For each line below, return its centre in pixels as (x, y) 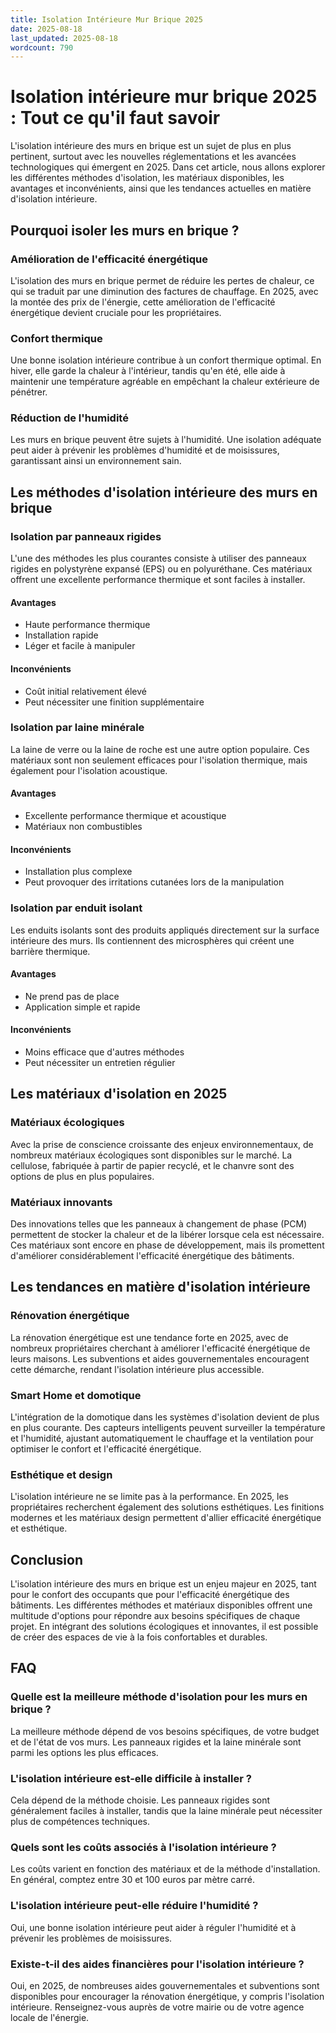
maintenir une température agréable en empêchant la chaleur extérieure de (165, 382)
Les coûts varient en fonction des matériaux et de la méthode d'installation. (165, 1869)
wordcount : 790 (42, 47)
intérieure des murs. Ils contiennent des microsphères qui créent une (152, 940)
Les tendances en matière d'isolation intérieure (160, 1287)
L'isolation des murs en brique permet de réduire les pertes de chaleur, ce (162, 280)
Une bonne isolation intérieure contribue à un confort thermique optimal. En (166, 360)
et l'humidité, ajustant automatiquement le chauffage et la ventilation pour (162, 1438)
